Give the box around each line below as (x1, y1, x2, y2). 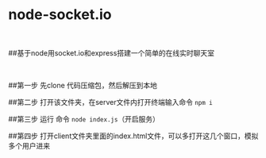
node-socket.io (8, 6, 113, 24)
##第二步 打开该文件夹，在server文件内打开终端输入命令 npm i (8, 97, 213, 106)
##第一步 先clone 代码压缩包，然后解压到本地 (8, 80, 157, 90)
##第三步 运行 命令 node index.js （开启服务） (8, 114, 160, 124)
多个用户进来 (8, 141, 50, 150)
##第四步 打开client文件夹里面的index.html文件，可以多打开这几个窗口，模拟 (8, 131, 259, 141)
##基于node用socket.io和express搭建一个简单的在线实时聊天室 (8, 48, 214, 57)
